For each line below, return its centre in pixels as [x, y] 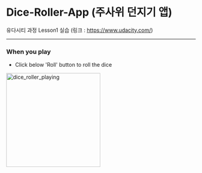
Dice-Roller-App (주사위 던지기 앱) [89, 12]
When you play [29, 52]
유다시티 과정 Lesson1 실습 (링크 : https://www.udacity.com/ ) [80, 30]
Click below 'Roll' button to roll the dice [63, 65]
